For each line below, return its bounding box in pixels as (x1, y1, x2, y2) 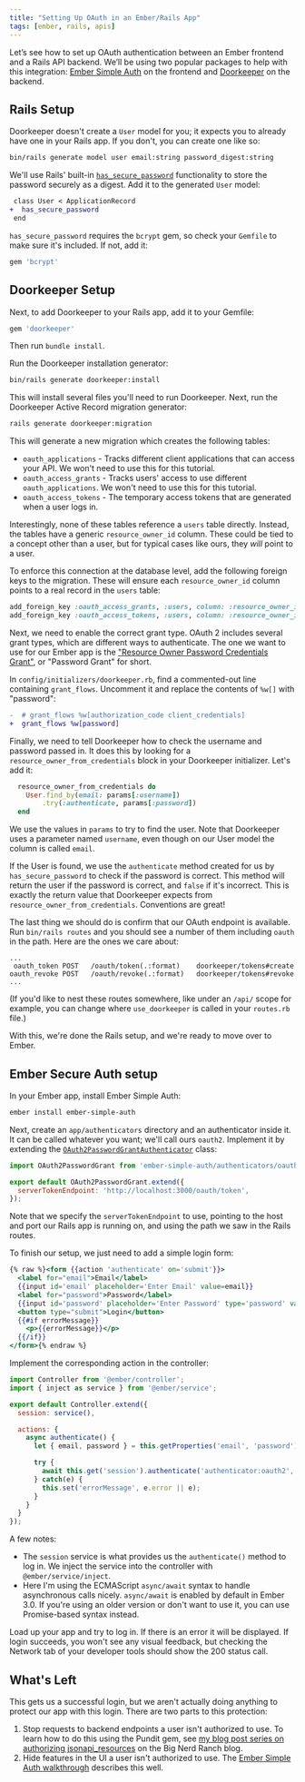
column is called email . (9, 843, 95, 854)
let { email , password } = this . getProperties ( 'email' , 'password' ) (33, 1442, 299, 1451)
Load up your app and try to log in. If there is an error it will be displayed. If (9, 1627, 289, 1638)
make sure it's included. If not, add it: (9, 240, 148, 251)
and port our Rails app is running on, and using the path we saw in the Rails (9, 1220, 291, 1231)
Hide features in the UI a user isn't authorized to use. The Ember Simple (22, 1753, 291, 1763)
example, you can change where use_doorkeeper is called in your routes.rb (9, 1003, 290, 1014)
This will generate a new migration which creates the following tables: (9, 436, 271, 447)
